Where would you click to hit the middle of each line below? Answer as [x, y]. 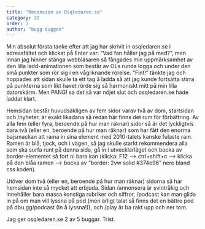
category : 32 [23, 18]
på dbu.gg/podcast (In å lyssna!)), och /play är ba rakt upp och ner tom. [97, 208]
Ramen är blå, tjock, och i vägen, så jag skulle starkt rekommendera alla [97, 143]
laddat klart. [21, 99]
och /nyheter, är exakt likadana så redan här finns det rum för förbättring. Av [103, 117]
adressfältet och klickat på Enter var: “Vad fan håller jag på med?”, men [96, 53]
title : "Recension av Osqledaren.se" [55, 12]
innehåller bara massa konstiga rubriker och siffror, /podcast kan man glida [101, 195]
